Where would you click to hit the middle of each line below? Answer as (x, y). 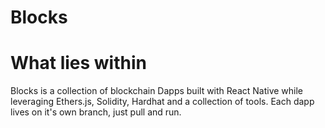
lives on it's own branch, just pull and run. (96, 112)
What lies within (78, 63)
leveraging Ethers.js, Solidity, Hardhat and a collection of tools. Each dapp (162, 102)
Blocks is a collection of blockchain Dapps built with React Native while (157, 91)
